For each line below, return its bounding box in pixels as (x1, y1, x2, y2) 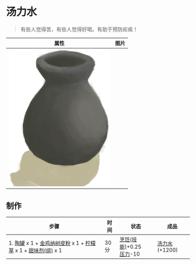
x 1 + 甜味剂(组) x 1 (15, 246, 62, 254)
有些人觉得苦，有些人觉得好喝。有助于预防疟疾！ (20, 26, 138, 33)
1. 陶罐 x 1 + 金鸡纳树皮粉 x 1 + (8, 239, 85, 246)
